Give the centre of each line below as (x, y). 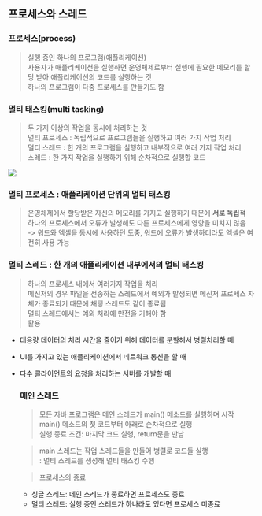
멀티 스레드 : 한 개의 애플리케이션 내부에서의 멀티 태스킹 (106, 265)
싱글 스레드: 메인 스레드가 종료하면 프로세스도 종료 (108, 494)
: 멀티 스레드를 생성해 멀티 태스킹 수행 (97, 460)
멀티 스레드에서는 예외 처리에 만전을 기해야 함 (97, 313)
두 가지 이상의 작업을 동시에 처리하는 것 (87, 128)
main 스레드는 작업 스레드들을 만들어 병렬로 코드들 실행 (124, 451)
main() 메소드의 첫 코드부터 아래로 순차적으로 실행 (116, 424)
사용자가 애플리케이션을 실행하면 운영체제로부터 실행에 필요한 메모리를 (135, 67)
